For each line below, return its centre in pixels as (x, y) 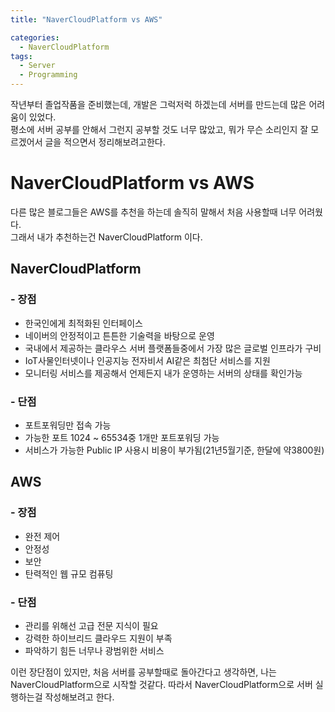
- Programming (48, 75)
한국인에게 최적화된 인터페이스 (83, 323)
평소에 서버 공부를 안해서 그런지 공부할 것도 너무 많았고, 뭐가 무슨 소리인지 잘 (159, 129)
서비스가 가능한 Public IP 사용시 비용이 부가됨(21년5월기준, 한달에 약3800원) (174, 450)
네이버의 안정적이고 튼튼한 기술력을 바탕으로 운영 (119, 335)
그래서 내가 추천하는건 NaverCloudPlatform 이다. (106, 237)
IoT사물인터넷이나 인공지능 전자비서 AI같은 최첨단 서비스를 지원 (147, 360)
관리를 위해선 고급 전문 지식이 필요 (91, 625)
